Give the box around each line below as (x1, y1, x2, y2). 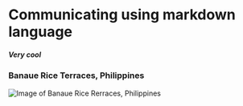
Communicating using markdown (8, 6, 236, 24)
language (8, 22, 73, 41)
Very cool (8, 50, 42, 59)
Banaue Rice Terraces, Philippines (8, 70, 145, 81)
